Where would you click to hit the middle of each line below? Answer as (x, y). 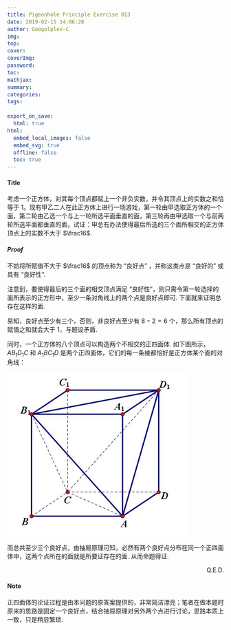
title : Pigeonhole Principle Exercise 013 (69, 14)
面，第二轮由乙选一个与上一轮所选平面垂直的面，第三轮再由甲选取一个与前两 (115, 216)
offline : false (35, 153)
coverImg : (21, 59)
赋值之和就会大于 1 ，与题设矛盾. (52, 329)
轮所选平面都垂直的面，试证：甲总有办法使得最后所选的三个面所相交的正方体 (115, 224)
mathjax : (20, 80)
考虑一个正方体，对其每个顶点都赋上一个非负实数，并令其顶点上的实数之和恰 (115, 199)
